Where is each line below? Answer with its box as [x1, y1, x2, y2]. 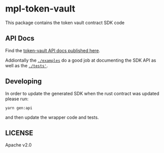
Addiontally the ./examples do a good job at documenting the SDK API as [5, 57, 156, 63]
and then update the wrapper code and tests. [5, 114, 99, 120]
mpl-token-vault [5, 3, 75, 15]
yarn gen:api [5, 105, 33, 110]
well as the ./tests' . [5, 62, 48, 68]
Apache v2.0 [5, 142, 32, 148]
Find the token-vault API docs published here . [5, 47, 101, 53]
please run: [5, 96, 29, 102]
